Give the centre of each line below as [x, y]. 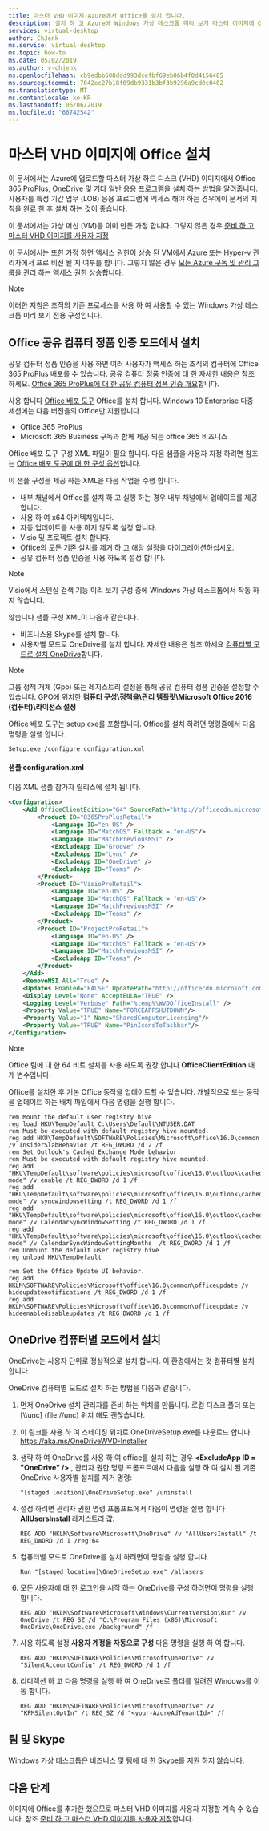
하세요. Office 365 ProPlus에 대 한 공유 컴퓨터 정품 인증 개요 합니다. [114, 383]
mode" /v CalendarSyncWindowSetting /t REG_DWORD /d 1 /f [107, 1222]
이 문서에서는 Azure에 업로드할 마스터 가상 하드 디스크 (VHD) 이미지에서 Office [132, 178]
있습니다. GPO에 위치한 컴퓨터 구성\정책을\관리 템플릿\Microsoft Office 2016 [130, 696]
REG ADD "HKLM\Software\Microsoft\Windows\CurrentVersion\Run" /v [133, 1613]
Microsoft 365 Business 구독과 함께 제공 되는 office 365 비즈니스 [124, 436]
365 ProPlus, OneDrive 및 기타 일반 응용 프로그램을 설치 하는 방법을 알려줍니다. [133, 188]
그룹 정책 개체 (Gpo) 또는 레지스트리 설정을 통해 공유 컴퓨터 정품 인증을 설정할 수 [134, 687]
